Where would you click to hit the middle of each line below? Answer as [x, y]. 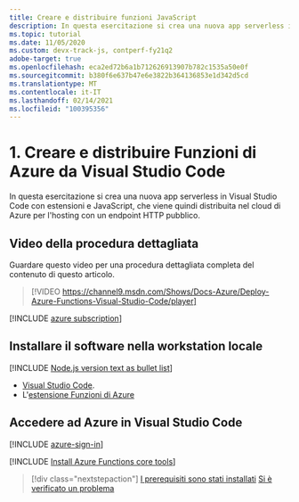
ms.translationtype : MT [53, 84]
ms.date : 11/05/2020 [48, 42]
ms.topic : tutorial [45, 34]
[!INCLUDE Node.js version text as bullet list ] [91, 367]
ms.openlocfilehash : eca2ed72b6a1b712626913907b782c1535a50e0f [129, 68]
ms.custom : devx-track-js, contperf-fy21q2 [91, 51]
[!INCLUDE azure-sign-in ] [57, 444]
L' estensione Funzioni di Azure [78, 394]
